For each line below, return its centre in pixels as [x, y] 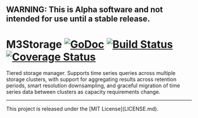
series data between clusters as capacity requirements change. [83, 92]
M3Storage [34, 44]
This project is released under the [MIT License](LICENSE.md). [82, 109]
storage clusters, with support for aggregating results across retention [91, 80]
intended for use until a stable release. [78, 19]
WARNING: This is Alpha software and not [85, 10]
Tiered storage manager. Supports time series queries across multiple [91, 73]
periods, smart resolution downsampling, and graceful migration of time [93, 86]
